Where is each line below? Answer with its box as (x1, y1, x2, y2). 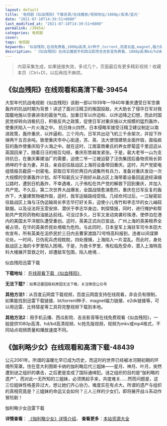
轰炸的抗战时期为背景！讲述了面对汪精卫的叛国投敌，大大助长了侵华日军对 (5, 106, 158, 112)
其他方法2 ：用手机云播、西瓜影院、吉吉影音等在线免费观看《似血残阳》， (5, 314, 154, 320)
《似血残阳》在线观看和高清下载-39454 (5, 85, 128, 94)
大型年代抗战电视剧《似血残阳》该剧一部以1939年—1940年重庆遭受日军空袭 (5, 100, 160, 106)
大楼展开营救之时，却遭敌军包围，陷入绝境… (9, 249, 101, 255)
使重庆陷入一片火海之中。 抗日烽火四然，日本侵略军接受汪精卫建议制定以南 (5, 125, 159, 131)
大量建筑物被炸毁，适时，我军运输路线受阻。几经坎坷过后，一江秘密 (18, 193, 158, 199)
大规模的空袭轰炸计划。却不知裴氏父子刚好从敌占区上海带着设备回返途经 (5, 174, 153, 180)
